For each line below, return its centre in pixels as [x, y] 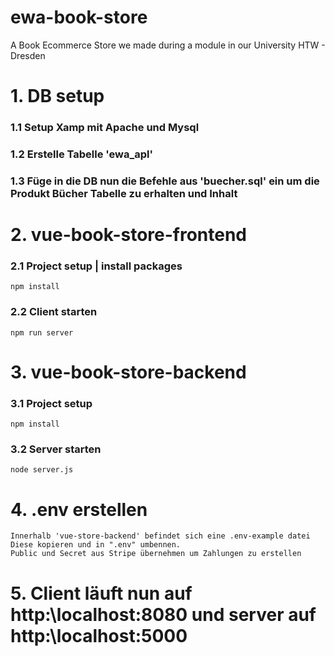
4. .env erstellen [79, 509]
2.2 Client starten [54, 312]
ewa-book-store [79, 17]
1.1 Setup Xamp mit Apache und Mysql [105, 128]
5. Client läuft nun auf [101, 593]
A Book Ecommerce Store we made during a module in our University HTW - [168, 45]
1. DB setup [57, 96]
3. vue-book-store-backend [128, 372]
